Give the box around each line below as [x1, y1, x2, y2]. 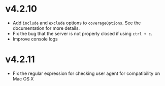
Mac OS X [12, 75, 34, 81]
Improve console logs [12, 36, 58, 42]
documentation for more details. [12, 25, 80, 31]
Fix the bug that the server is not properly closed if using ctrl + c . [12, 30, 152, 36]
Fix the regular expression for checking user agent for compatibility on [12, 70, 160, 76]
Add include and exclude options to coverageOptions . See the [12, 20, 141, 26]
